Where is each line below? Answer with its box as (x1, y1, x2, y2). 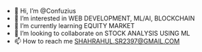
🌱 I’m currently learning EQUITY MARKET (13, 22, 135, 30)
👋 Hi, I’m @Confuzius (13, 7, 77, 15)
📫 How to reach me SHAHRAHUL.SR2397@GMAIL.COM (13, 37, 180, 45)
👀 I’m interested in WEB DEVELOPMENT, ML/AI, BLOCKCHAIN (13, 14, 195, 22)
